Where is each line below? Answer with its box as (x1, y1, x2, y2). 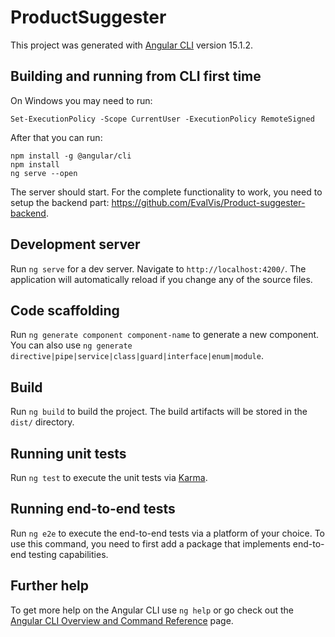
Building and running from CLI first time (10, 68, 262, 85)
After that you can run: (10, 131, 103, 143)
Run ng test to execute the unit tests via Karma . (10, 472, 208, 483)
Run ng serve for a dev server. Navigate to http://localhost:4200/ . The (10, 262, 307, 275)
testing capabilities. (28, 548, 109, 560)
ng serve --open (10, 168, 78, 178)
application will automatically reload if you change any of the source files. (10, 273, 313, 285)
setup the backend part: (10, 196, 110, 208)
